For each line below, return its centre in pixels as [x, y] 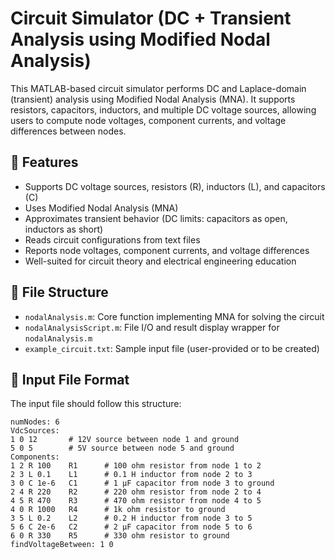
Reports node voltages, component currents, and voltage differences [167, 250]
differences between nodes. [68, 131]
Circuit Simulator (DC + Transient [151, 18]
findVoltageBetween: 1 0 [62, 545]
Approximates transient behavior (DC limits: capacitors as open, [156, 218]
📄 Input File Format [70, 379]
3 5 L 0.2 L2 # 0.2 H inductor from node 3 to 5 [131, 518]
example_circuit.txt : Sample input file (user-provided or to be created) [172, 348]
